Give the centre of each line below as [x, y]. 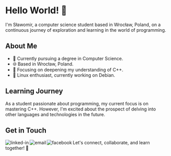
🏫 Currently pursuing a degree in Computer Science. [68, 58]
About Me [21, 46]
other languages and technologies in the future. [55, 114]
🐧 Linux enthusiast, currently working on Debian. [64, 75]
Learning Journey [34, 91]
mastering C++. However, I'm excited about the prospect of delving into [81, 109]
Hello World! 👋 [36, 10]
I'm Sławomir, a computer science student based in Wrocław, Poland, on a [83, 25]
